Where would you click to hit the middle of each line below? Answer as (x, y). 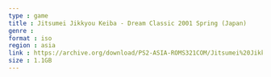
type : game (28, 16)
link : (19, 53)
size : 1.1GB (30, 61)
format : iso (30, 38)
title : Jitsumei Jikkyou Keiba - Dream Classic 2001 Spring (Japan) (128, 23)
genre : (21, 30)
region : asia (32, 46)
